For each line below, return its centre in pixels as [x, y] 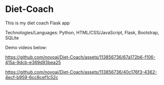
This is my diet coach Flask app [38, 23]
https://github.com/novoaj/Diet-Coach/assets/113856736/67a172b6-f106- [80, 57]
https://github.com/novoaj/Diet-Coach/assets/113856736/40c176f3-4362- [81, 72]
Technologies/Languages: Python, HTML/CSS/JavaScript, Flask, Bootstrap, [82, 32]
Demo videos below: [26, 47]
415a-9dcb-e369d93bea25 [33, 62]
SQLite [12, 38]
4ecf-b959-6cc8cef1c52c [32, 77]
